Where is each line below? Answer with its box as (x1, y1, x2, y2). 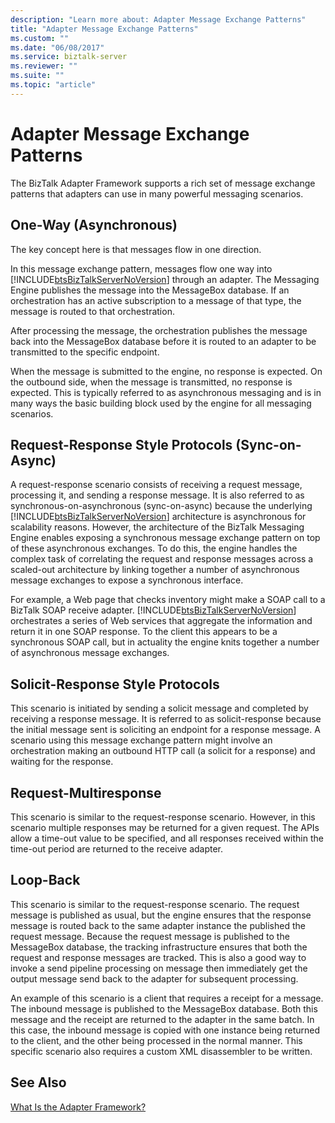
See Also (10, 1074, 67, 1091)
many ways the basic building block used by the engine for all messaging (10, 397, 312, 409)
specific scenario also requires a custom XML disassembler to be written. (10, 1045, 313, 1057)
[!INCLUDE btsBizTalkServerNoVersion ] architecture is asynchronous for (10, 511, 307, 523)
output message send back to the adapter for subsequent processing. (10, 972, 299, 985)
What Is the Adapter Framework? (10, 1101, 147, 1113)
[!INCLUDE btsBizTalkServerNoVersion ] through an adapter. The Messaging (10, 273, 320, 285)
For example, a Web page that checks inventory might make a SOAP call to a (10, 594, 326, 606)
